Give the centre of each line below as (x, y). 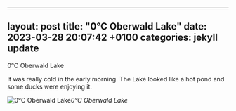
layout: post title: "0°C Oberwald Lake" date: (107, 26)
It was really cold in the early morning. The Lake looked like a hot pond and (116, 79)
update (23, 49)
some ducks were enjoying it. (50, 86)
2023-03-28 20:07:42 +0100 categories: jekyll (112, 38)
